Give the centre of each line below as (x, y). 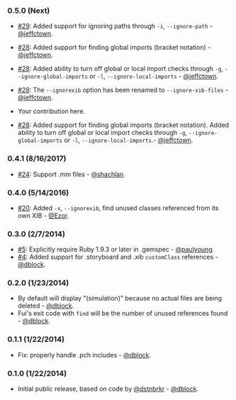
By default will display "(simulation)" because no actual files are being (119, 298)
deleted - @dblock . (46, 306)
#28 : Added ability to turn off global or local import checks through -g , (120, 69)
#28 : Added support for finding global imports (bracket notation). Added (123, 125)
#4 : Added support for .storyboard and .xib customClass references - (118, 257)
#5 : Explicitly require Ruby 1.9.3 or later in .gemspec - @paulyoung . (116, 249)
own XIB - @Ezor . (43, 215)
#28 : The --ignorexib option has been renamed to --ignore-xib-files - (123, 90)
